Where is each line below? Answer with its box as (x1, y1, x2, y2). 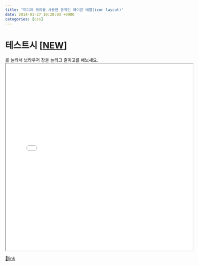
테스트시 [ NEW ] (5, 39, 67, 51)
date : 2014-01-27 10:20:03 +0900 (5, 12, 75, 17)
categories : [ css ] (5, 16, 43, 21)
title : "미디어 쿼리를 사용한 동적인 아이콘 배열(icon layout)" (5, 7, 124, 12)
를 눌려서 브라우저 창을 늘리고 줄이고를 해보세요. (5, 57, 99, 63)
